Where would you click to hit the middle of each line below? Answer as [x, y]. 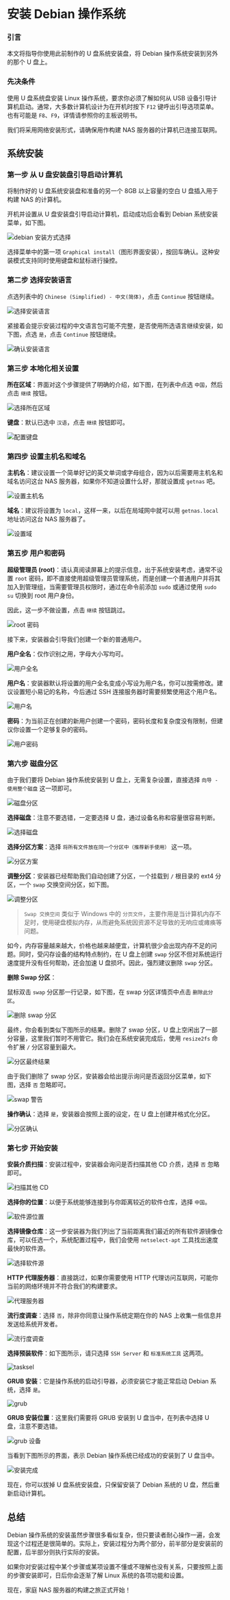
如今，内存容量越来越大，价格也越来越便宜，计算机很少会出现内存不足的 [109, 945]
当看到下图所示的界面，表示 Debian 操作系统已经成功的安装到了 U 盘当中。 [113, 1456]
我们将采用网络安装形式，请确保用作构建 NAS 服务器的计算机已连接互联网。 [114, 130]
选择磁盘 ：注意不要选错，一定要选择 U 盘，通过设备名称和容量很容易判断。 [113, 817]
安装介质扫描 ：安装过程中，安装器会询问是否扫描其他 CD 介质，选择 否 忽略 [113, 1164]
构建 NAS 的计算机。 [36, 199]
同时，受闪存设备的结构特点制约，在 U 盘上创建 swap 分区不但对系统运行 [120, 954]
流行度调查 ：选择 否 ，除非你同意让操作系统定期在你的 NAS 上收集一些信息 [111, 1315]
